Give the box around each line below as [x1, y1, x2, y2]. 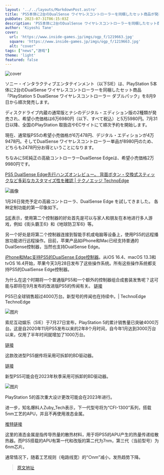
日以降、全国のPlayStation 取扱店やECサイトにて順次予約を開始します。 [5, 122, 150, 128]
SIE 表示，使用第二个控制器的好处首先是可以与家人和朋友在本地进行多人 [5, 215, 149, 221]
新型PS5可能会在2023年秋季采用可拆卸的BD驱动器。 [5, 374, 111, 379]
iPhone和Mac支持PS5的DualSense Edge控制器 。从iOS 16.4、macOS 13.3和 [5, 254, 156, 260]
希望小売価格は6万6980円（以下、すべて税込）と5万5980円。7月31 [22, 116, 158, 122]
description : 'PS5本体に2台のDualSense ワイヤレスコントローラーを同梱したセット [5, 21, 157, 26]
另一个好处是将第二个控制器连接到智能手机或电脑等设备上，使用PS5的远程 [5, 231, 155, 238]
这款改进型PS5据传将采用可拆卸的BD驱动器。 [5, 352, 96, 358]
